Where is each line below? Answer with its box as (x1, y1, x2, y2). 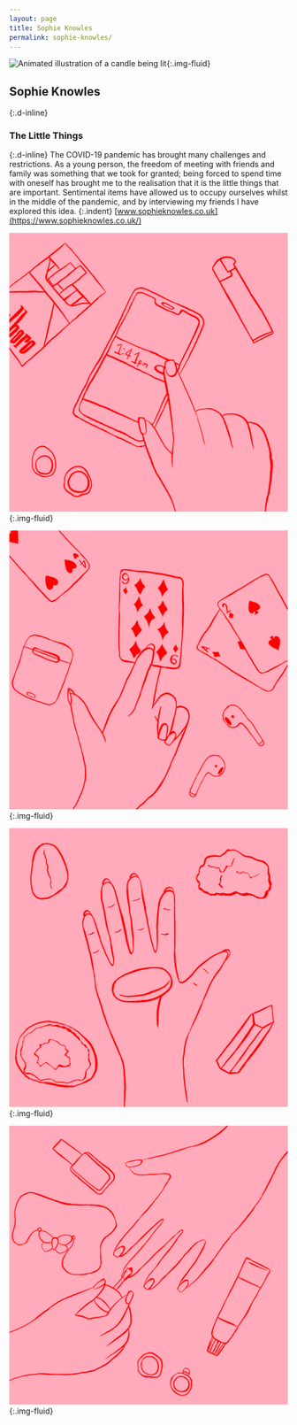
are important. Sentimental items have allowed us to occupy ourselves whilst (9, 187, 288, 198)
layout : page (9, 14, 57, 23)
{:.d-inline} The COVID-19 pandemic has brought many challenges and (9, 150, 267, 160)
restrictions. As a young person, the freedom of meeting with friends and (9, 159, 276, 170)
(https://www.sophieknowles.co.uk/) (9, 215, 142, 226)
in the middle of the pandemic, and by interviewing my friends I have (9, 196, 259, 207)
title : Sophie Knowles (9, 23, 93, 33)
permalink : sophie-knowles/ (9, 33, 113, 42)
